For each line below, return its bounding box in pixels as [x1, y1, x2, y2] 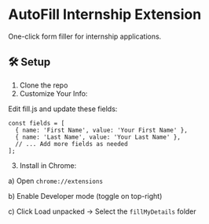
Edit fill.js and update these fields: [8, 104, 118, 114]
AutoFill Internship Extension [8, 6, 202, 24]
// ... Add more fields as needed [15, 140, 128, 147]
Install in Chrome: [19, 160, 77, 170]
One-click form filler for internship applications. [8, 32, 162, 41]
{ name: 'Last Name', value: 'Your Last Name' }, [15, 133, 181, 141]
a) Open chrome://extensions [8, 176, 104, 185]
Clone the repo [19, 80, 68, 90]
